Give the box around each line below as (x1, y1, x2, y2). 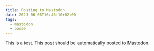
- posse (10, 26, 27, 31)
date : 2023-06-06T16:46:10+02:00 (5, 12, 76, 17)
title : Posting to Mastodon (5, 7, 65, 13)
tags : (5, 17, 17, 22)
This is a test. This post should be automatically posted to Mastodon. (5, 40, 150, 46)
